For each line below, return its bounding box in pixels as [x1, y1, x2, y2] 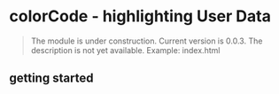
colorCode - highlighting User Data [9, 6, 272, 27]
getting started [9, 71, 94, 86]
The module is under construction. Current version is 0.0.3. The [30, 35, 263, 46]
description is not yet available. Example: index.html [30, 44, 221, 55]
